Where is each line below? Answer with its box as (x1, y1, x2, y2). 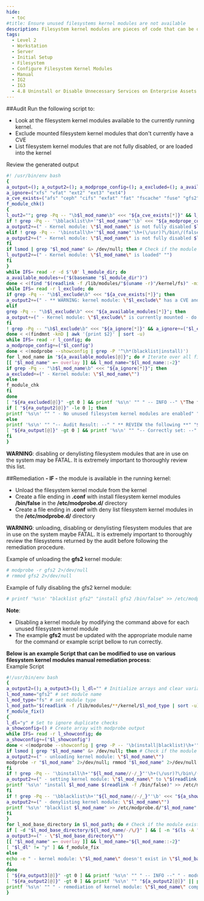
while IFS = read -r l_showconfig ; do (6, 731, 102, 737)
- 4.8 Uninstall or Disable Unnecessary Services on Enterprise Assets (12, 88, 197, 94)
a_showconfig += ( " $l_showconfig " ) (6, 737, 91, 743)
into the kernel (15, 149, 52, 156)
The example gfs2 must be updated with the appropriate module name (15, 631, 192, 638)
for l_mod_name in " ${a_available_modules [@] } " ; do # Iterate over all (6, 354, 191, 360)
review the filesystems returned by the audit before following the (6, 537, 168, 544)
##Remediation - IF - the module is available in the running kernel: (6, 475, 171, 482)
